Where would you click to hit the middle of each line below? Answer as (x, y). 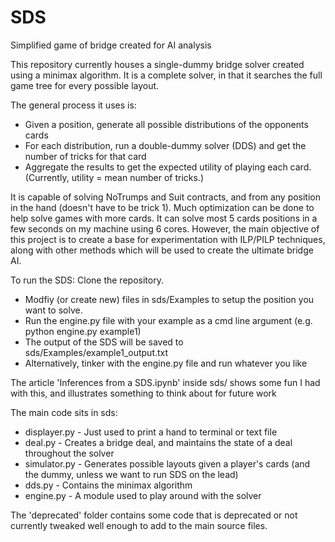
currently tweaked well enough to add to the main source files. (139, 525)
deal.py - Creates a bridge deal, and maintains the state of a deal (158, 442)
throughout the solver (69, 453)
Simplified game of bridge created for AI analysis (111, 45)
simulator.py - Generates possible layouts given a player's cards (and (167, 463)
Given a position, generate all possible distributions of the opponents (166, 124)
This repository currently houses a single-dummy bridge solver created (157, 64)
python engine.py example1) (83, 331)
